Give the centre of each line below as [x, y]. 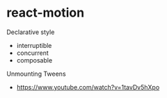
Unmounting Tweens [37, 74]
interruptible [34, 45]
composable [34, 60]
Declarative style [31, 32]
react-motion [46, 13]
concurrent [33, 53]
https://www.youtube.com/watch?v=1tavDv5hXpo [88, 87]
